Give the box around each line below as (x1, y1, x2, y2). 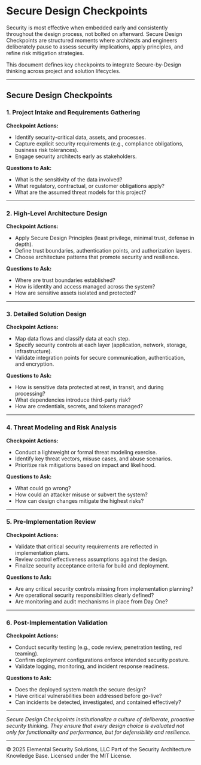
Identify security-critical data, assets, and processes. (14, 133, 147, 141)
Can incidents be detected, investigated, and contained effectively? (14, 699, 181, 706)
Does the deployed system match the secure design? (14, 686, 147, 693)
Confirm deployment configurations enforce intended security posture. (14, 657, 190, 664)
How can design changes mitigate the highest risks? (14, 497, 144, 504)
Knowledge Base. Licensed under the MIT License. (6, 752, 132, 760)
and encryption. (14, 360, 54, 368)
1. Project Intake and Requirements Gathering (6, 108, 141, 117)
